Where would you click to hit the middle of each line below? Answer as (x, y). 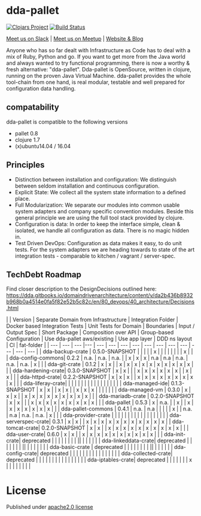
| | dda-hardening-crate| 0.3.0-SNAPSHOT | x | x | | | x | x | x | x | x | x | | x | (99, 371)
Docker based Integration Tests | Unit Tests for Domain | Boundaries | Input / (100, 326)
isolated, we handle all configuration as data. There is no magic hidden (102, 230)
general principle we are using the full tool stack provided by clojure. (99, 218)
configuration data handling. (41, 88)
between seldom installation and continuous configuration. (87, 186)
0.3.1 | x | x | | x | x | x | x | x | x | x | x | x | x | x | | (111, 422)
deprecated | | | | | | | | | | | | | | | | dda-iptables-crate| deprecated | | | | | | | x (99, 460)
